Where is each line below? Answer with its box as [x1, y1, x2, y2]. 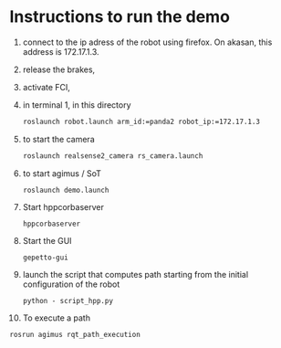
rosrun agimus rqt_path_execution [9, 330, 141, 339]
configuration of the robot [22, 279, 120, 290]
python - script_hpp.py [22, 296, 114, 305]
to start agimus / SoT [22, 167, 102, 179]
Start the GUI [22, 235, 72, 246]
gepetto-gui [22, 253, 68, 262]
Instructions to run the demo [9, 6, 231, 27]
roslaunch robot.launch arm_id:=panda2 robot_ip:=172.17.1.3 [22, 117, 261, 126]
